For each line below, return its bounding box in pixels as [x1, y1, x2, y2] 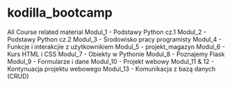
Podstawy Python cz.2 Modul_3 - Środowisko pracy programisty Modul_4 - [7, 35, 222, 43]
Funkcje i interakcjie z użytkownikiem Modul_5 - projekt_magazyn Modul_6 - [7, 42, 226, 51]
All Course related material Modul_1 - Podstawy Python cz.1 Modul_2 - [7, 28, 207, 36]
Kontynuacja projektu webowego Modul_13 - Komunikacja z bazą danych [7, 64, 216, 73]
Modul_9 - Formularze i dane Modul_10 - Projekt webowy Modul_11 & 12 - [7, 57, 214, 65]
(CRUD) [7, 71, 29, 80]
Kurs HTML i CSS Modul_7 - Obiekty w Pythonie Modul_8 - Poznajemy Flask [7, 50, 225, 58]
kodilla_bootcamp [7, 5, 113, 21]
